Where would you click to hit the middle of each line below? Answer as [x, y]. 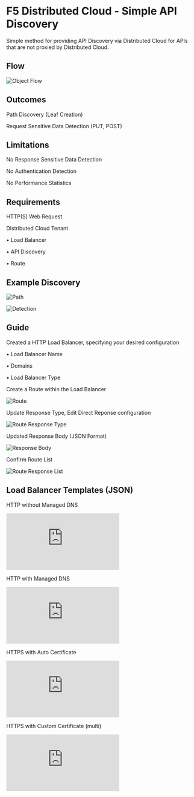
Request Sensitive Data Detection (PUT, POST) [64, 126]
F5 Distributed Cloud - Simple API [92, 11]
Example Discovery [43, 282]
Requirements [33, 202]
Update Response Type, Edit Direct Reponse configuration [79, 412]
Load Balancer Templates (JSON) [70, 490]
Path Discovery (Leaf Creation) [45, 114]
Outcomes [26, 100]
